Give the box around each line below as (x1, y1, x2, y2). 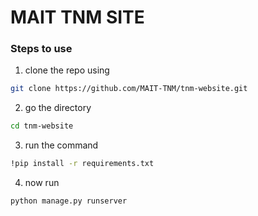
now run (24, 177, 60, 189)
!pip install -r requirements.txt (10, 159, 155, 169)
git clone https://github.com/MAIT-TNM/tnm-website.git (10, 84, 248, 94)
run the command (24, 139, 99, 151)
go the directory (24, 102, 92, 114)
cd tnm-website (10, 121, 74, 131)
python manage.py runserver (10, 196, 128, 206)
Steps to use (10, 42, 73, 56)
